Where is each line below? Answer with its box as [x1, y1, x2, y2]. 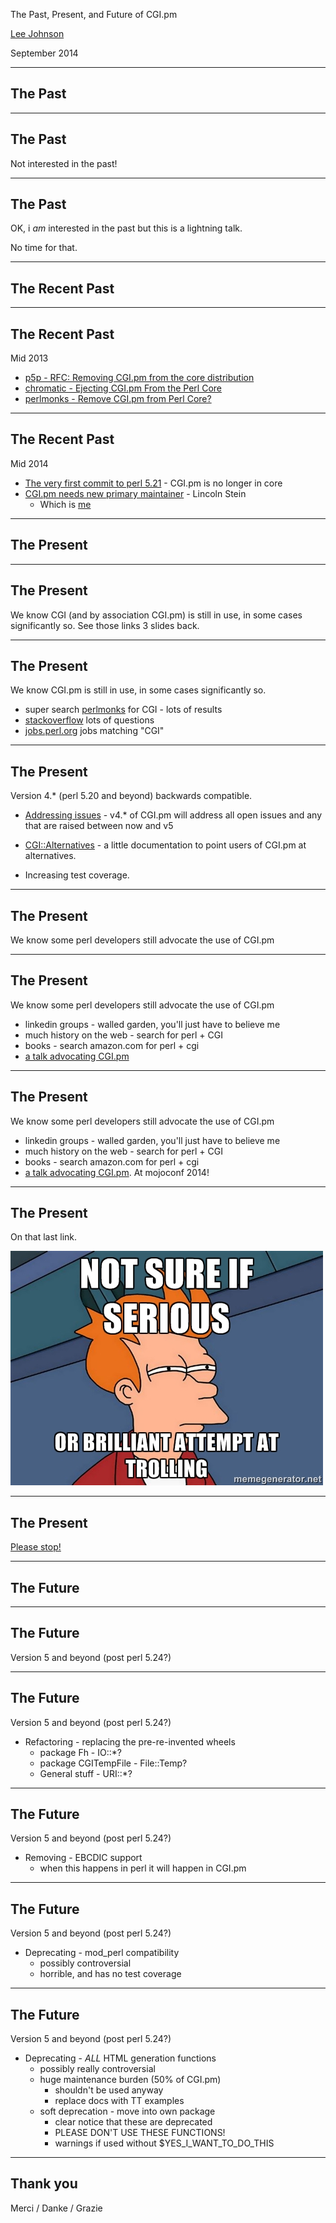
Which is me [39, 498, 92, 510]
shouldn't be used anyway [54, 2084, 164, 2096]
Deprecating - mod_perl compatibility [24, 1947, 180, 1959]
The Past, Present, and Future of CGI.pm [10, 9, 178, 20]
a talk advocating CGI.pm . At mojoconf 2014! [24, 1166, 210, 1178]
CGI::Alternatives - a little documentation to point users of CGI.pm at [24, 839, 307, 851]
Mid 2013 [10, 352, 49, 364]
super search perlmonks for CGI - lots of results [24, 704, 223, 716]
